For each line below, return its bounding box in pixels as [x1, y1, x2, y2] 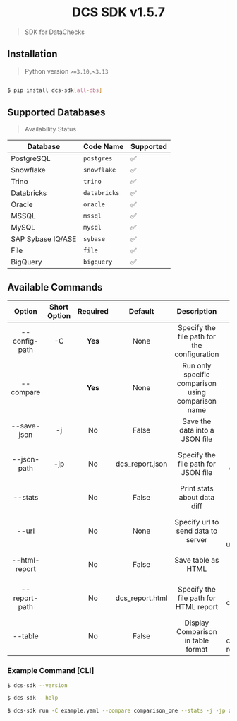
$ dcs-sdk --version [7, 681, 68, 689]
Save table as [174, 556, 219, 565]
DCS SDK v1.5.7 [71, 4, 166, 20]
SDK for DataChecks [24, 28, 85, 36]
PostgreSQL [11, 153, 51, 163]
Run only [182, 361, 212, 371]
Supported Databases [7, 107, 106, 119]
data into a [179, 426, 214, 435]
